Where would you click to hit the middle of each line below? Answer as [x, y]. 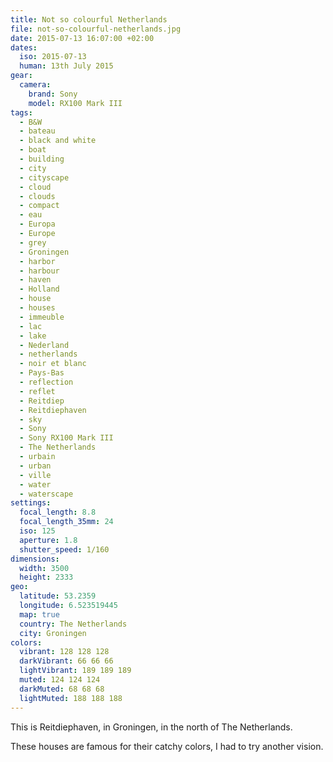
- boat [33, 150]
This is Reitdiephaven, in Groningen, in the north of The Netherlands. [151, 727]
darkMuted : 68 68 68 [62, 689]
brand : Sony [53, 94]
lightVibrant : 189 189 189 [75, 671]
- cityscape [44, 177]
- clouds [37, 196]
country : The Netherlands [73, 624]
